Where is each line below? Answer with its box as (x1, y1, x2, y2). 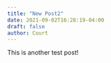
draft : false (7, 23, 45, 30)
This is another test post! (7, 48, 79, 57)
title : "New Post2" (7, 10, 64, 17)
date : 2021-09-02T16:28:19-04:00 (7, 17, 105, 24)
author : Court (7, 29, 49, 37)
